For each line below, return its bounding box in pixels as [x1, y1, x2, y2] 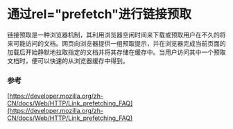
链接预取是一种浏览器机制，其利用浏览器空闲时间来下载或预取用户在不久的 [7, 31, 220, 39]
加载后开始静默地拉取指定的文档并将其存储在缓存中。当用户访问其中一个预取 [7, 48, 226, 56]
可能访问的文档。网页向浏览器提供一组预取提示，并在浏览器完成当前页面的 [12, 39, 226, 47]
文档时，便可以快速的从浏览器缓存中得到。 [7, 56, 129, 64]
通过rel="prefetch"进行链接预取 [7, 6, 192, 22]
